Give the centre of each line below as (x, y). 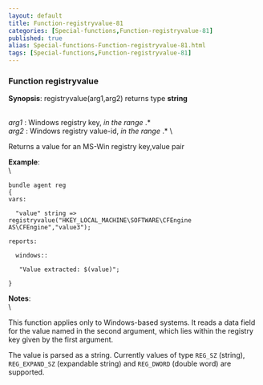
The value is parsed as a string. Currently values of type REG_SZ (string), (127, 355)
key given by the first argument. (61, 340)
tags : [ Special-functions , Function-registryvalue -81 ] (100, 53)
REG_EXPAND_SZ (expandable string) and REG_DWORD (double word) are (120, 364)
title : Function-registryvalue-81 (66, 23)
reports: (23, 241)
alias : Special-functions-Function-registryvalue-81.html (107, 46)
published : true (35, 38)
